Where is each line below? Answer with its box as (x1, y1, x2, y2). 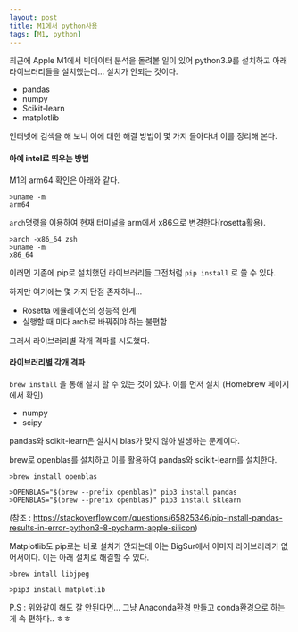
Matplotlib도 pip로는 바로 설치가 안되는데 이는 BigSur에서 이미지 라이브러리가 (9, 540, 279, 551)
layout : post (9, 12, 58, 22)
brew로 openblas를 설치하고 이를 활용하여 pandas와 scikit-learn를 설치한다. (9, 454, 277, 464)
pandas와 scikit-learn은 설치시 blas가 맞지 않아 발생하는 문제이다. (9, 435, 241, 446)
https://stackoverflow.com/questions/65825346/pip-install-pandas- (32, 512, 284, 522)
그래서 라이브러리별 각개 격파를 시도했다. (9, 335, 150, 346)
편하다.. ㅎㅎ (28, 612, 71, 624)
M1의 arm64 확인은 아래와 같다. (9, 175, 120, 185)
